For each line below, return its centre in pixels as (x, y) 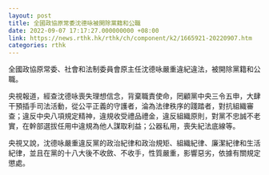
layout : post (30, 16)
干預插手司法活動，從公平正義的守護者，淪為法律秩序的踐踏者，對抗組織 (127, 106)
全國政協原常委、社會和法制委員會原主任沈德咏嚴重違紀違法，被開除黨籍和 (131, 70)
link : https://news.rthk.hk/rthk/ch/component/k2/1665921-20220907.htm (130, 38)
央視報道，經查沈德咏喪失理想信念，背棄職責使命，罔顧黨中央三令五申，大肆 (134, 96)
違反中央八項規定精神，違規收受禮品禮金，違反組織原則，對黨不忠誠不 (138, 116)
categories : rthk (37, 46)
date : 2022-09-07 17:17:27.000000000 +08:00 (84, 30)
